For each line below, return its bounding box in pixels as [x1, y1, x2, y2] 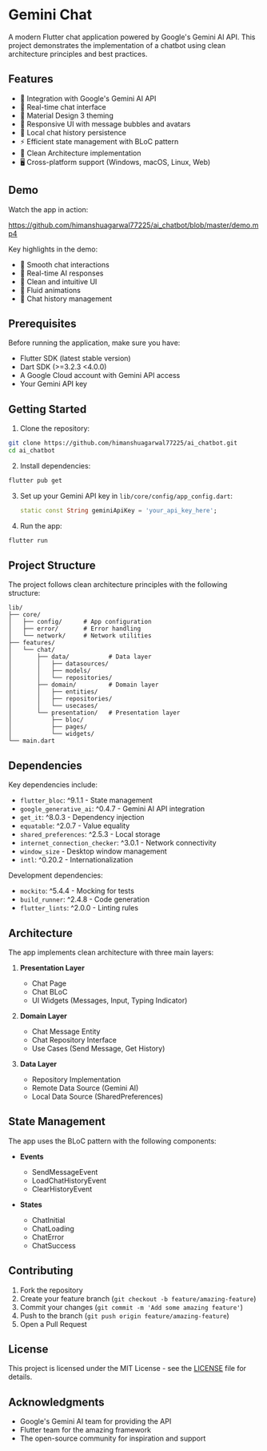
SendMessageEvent [31, 1167, 98, 1176]
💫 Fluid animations [19, 285, 82, 295]
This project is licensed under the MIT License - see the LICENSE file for [8, 1364, 246, 1373]
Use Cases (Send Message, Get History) [31, 1043, 165, 1053]
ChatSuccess [31, 1240, 76, 1250]
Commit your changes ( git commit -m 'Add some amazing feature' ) [19, 1302, 244, 1312]
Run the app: [19, 521, 62, 530]
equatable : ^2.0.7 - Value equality [19, 821, 130, 830]
